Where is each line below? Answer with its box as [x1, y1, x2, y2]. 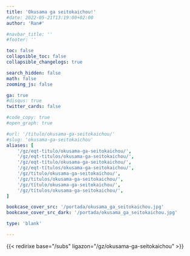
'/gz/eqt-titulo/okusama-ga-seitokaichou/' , [17, 148, 132, 154]
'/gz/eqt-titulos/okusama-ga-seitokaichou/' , [17, 153, 135, 160]
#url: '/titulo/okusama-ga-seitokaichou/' [6, 131, 115, 137]
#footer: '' [6, 37, 36, 43]
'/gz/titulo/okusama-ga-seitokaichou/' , [17, 170, 121, 177]
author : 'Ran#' [6, 20, 45, 26]
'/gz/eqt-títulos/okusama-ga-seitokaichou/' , [17, 165, 135, 171]
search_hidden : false [6, 70, 61, 76]
